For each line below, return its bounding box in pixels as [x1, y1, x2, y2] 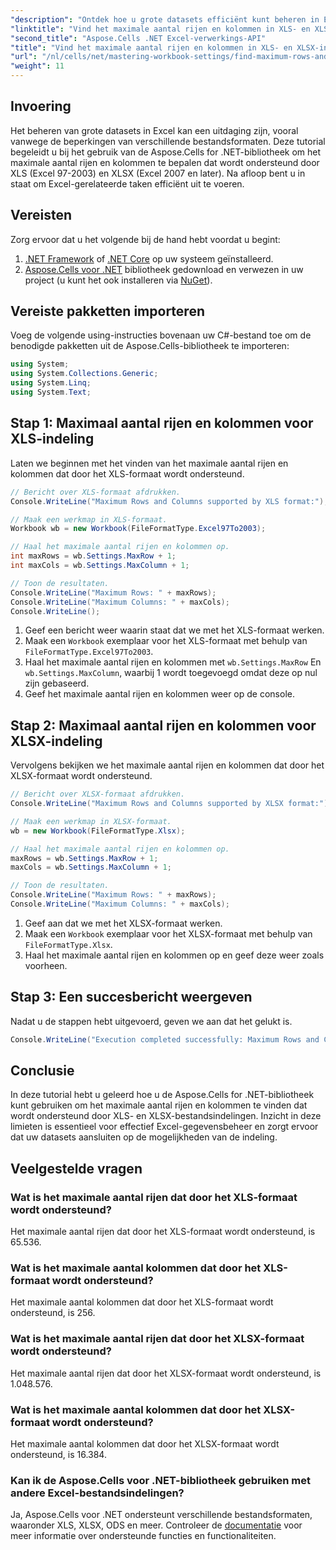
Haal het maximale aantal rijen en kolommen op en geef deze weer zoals [24, 949, 325, 961]
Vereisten [10, 207, 72, 224]
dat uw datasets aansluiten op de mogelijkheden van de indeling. [10, 1131, 278, 1143]
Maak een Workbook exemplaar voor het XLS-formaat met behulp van [24, 635, 308, 647]
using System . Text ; [10, 387, 92, 398]
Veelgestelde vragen [10, 1160, 143, 1177]
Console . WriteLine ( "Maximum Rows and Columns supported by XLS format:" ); [10, 496, 329, 506]
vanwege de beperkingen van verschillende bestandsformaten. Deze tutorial [10, 135, 326, 147]
